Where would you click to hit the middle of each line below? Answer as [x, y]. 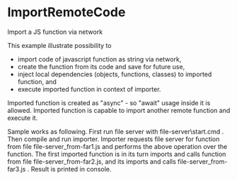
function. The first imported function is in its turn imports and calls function [117, 154]
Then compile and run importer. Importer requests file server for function [114, 139]
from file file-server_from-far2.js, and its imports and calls [92, 161]
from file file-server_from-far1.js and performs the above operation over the [117, 146]
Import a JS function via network [55, 32]
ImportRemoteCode [67, 12]
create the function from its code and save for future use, [101, 66]
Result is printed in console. [71, 169]
